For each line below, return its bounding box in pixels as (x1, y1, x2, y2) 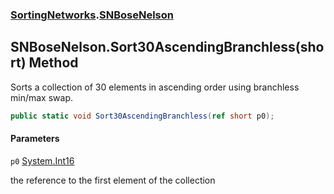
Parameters (10, 133, 60, 145)
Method (28, 54, 79, 72)
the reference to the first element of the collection (10, 174, 216, 186)
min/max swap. (10, 91, 73, 103)
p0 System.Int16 (10, 154, 75, 167)
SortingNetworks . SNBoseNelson (10, 8, 174, 22)
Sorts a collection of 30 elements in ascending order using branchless (10, 81, 300, 93)
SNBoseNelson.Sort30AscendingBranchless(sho (10, 39, 325, 56)
